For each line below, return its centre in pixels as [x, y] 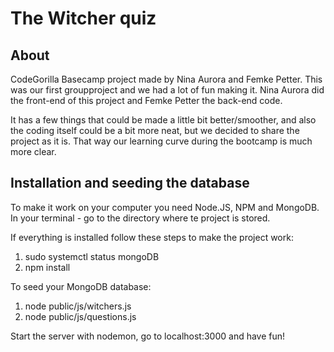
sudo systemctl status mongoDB [92, 256]
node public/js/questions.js [80, 316]
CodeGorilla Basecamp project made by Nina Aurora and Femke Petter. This [166, 79]
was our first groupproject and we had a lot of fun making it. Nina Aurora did [167, 90]
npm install [47, 267]
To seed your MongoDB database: [81, 286]
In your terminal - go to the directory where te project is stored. [140, 218]
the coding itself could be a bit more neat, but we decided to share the [155, 130]
